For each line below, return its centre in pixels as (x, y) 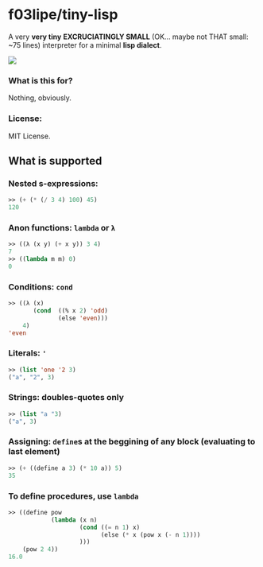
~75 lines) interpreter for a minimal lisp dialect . (85, 45)
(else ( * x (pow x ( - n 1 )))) (151, 534)
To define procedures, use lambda (73, 496)
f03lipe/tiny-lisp (63, 15)
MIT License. (29, 136)
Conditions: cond (41, 286)
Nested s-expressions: (53, 183)
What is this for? (41, 80)
